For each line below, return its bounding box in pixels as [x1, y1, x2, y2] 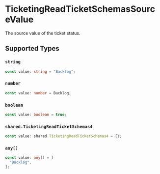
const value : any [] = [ [5, 155, 54, 160]
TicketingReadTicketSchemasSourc [5, 3, 156, 15]
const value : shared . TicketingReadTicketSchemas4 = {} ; [5, 134, 122, 139]
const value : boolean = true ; [5, 112, 67, 117]
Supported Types [5, 44, 60, 53]
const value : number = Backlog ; [5, 90, 71, 95]
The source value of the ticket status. [5, 30, 80, 36]
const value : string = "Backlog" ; [5, 69, 76, 74]
